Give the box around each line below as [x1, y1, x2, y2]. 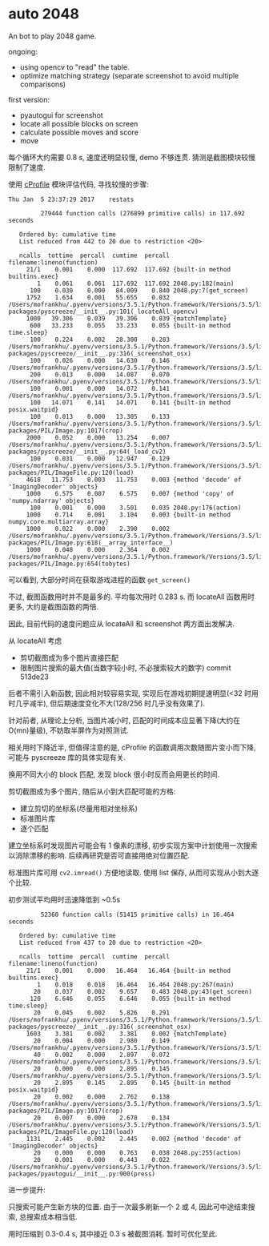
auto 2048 [8, 5, 80, 23]
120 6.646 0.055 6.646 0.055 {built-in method [29, 995, 231, 1003]
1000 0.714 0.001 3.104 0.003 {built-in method [26, 510, 231, 519]
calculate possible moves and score [19, 127, 139, 137]
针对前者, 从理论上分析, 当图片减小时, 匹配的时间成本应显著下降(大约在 [8, 715, 241, 725]
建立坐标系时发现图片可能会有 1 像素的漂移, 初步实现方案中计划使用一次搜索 [8, 840, 258, 850]
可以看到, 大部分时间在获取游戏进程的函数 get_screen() [8, 574, 191, 585]
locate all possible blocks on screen [19, 119, 139, 128]
